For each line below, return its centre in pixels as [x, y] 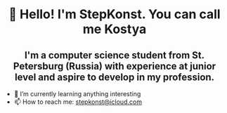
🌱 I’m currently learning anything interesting [77, 94]
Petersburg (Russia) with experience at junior [115, 66]
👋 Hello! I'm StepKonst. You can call [115, 14]
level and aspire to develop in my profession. [115, 77]
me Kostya [115, 29]
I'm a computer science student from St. [115, 55]
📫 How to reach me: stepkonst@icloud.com [78, 102]
